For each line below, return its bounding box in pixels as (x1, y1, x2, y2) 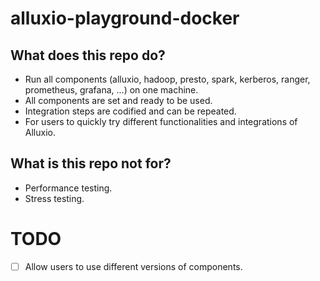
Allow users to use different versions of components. (24, 260, 243, 272)
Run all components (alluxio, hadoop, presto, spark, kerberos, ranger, (24, 73, 311, 85)
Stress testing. (24, 192, 85, 204)
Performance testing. (24, 182, 113, 194)
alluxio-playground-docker (10, 7, 240, 30)
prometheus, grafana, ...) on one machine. (24, 84, 199, 96)
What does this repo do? (10, 47, 166, 64)
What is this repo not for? (10, 155, 172, 172)
